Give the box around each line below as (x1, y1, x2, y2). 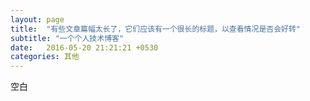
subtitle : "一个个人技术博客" (10, 33, 125, 43)
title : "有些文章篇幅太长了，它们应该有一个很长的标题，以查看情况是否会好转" (10, 24, 302, 34)
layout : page (10, 14, 65, 25)
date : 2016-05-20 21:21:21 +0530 (10, 42, 159, 53)
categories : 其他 (10, 52, 80, 62)
